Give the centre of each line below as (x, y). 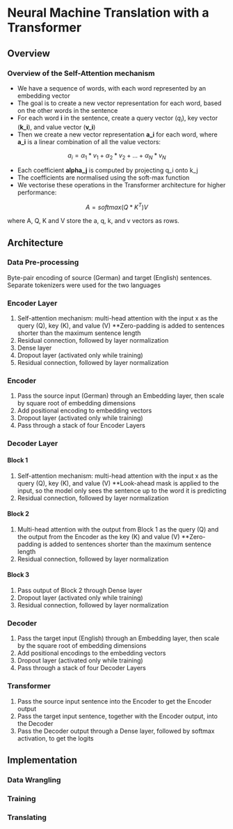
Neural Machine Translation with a (108, 13)
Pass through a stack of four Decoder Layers (81, 668)
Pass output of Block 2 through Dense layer (80, 590)
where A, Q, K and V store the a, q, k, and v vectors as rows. (93, 221)
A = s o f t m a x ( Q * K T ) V (117, 207)
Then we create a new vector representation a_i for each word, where (117, 134)
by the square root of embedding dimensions (82, 646)
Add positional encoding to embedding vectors (85, 411)
